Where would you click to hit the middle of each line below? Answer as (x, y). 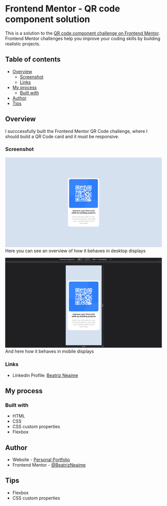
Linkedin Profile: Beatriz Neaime (45, 375)
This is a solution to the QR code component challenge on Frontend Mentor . (83, 33)
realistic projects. (23, 43)
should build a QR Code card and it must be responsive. (62, 136)
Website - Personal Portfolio (41, 460)
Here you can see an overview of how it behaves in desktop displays (75, 251)
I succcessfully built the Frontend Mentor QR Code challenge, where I (76, 131)
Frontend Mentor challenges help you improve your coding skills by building (83, 38)
